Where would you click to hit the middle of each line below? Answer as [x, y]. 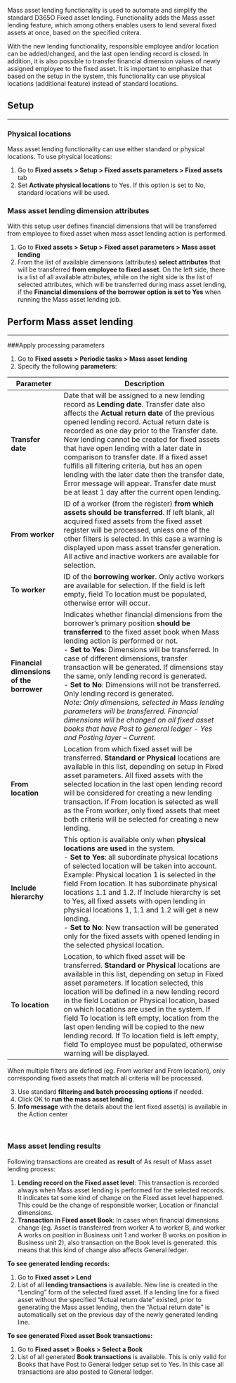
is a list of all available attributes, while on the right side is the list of [115, 277]
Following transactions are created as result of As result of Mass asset [110, 1161]
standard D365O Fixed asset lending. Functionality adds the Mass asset [111, 18]
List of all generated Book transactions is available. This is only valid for [122, 1356]
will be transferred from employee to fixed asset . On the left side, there [121, 269]
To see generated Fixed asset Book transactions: [80, 1335]
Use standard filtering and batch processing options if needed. [110, 1092]
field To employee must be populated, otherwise [143, 1045]
